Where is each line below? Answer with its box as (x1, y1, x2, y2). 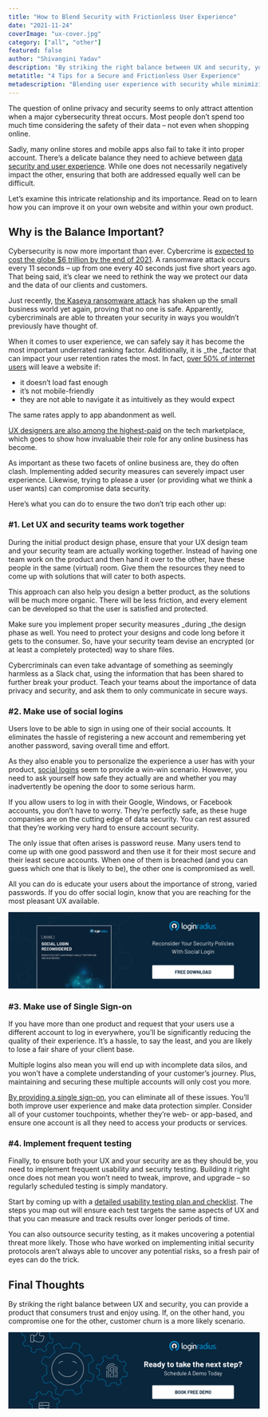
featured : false (8, 46, 62, 55)
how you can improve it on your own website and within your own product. (8, 202, 254, 212)
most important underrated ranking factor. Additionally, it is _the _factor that (8, 345, 257, 355)
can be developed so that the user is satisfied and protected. (8, 603, 209, 613)
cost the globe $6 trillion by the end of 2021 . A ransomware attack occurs (8, 255, 250, 265)
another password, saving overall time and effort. (8, 741, 170, 750)
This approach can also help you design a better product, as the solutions (8, 587, 250, 596)
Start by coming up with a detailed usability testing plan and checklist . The (8, 1197, 254, 1207)
